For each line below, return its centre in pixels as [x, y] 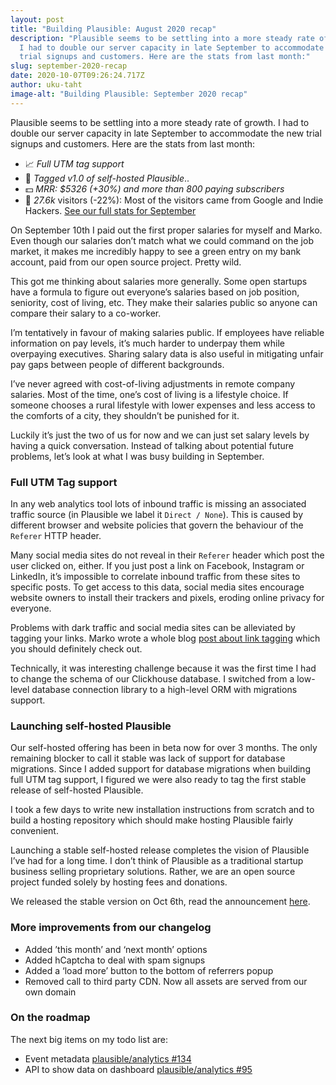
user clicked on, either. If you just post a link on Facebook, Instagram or [157, 565]
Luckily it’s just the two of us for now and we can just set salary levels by [160, 435]
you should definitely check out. [76, 648]
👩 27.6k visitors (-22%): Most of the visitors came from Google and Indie [174, 200]
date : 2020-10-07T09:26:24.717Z [77, 76]
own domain [50, 992]
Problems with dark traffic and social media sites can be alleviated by [153, 627]
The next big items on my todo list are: [89, 1039]
